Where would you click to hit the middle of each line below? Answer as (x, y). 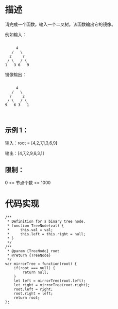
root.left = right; (34, 289)
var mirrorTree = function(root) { (41, 264)
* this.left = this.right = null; (46, 234)
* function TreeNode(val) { (35, 226)
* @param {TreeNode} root (33, 251)
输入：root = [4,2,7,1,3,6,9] (31, 143)
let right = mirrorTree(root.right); (52, 285)
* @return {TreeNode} (29, 255)
